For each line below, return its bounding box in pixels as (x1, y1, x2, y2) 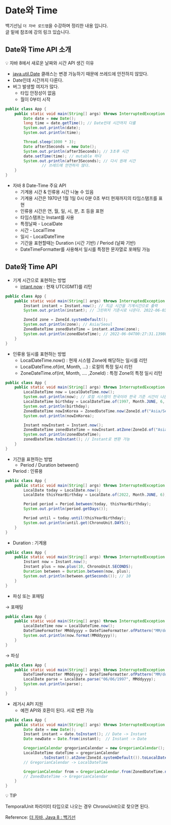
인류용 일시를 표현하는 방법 (12, 351, 66, 357)
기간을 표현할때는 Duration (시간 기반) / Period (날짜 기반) (20, 240, 136, 246)
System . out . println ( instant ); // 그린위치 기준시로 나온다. (23, 308, 142, 313)
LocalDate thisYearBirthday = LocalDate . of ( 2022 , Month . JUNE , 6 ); (23, 492, 167, 498)
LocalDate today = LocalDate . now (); (23, 488, 101, 493)
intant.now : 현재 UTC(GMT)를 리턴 (20, 283, 93, 289)
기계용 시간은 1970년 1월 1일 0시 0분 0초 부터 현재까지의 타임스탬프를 (20, 195, 158, 201)
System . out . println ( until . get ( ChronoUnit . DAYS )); (23, 520, 131, 525)
